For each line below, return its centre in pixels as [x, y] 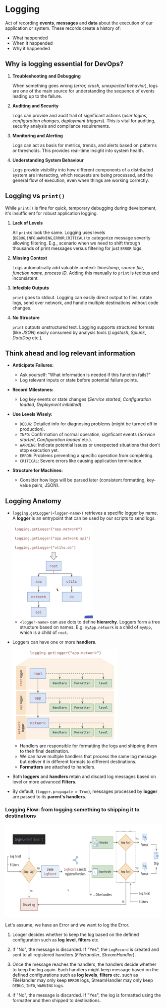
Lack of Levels [28, 223]
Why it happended [31, 48]
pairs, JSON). [46, 485]
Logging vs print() [35, 196]
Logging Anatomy [33, 501]
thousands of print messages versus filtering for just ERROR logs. [77, 248]
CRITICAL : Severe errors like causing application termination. [81, 461]
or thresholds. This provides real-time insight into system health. [78, 151]
